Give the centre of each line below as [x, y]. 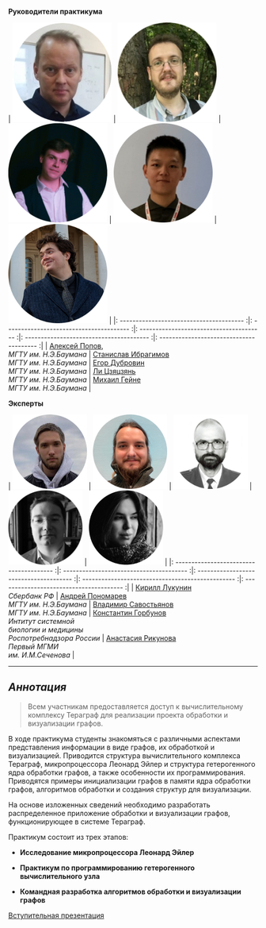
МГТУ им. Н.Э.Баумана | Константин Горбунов [87, 613]
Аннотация [38, 687]
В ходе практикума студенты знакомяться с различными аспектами [124, 738]
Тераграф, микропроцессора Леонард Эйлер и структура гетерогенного [132, 764]
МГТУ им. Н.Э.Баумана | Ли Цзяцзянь [72, 371]
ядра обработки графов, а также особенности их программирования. [127, 772]
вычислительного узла [60, 876]
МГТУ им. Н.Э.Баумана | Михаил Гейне [74, 379]
